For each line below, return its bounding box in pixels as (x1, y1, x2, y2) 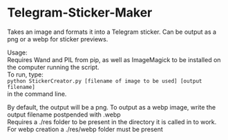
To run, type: (7, 70, 44, 79)
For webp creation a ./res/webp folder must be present (7, 125, 164, 133)
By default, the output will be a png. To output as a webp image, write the (7, 103, 216, 111)
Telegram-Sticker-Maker (7, 5, 153, 21)
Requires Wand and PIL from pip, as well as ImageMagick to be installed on (7, 55, 221, 63)
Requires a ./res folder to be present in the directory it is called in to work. (7, 117, 217, 126)
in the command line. (7, 90, 67, 98)
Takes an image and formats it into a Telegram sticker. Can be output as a (7, 28, 216, 36)
